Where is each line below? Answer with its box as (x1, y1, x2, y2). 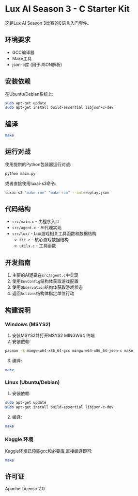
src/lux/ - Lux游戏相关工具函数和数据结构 (12, 231, 97, 236)
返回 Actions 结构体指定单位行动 (12, 290, 74, 297)
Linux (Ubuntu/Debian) (5, 379, 60, 385)
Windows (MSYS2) (5, 321, 51, 328)
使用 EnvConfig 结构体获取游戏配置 (12, 278, 79, 284)
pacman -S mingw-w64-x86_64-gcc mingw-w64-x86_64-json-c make (5, 348, 133, 353)
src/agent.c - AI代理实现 (12, 225, 62, 231)
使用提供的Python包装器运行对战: (5, 161, 72, 167)
